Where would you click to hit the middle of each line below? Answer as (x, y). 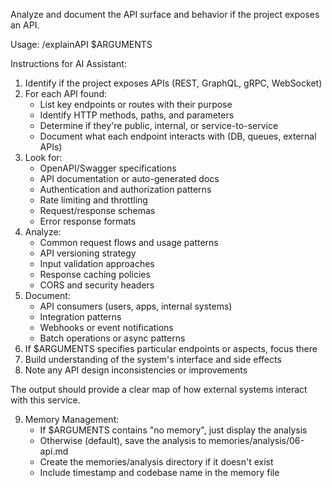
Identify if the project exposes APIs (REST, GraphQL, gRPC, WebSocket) (173, 83)
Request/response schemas (97, 210)
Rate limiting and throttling (93, 200)
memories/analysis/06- (256, 440)
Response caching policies (95, 274)
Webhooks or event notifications (106, 327)
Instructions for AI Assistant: (68, 63)
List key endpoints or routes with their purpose (136, 104)
